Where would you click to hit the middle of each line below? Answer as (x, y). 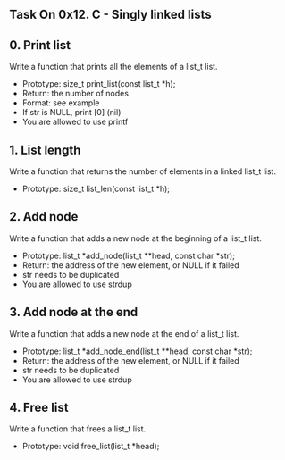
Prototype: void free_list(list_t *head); (91, 447)
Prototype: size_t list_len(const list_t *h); (96, 189)
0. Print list (40, 45)
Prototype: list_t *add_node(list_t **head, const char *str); (128, 255)
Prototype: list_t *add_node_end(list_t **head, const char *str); (137, 351)
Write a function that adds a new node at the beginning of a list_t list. (135, 238)
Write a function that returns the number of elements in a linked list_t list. (143, 171)
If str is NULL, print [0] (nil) (71, 113)
